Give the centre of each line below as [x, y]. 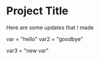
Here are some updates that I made [50, 27]
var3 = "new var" [28, 50]
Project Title [37, 11]
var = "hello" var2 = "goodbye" [45, 39]
